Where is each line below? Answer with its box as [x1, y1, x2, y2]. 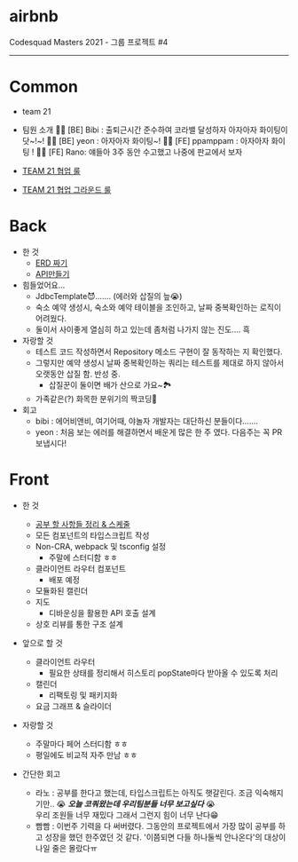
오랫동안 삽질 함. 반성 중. [35, 368, 122, 379]
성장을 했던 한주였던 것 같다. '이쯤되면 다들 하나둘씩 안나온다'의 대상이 [44, 832, 286, 842]
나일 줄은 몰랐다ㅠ [35, 842, 98, 853]
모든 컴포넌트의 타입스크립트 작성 [35, 530, 150, 541]
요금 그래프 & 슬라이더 [35, 700, 113, 711]
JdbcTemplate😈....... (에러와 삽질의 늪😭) [35, 290, 183, 301]
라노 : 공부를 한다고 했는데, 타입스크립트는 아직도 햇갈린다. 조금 [35, 787, 253, 798]
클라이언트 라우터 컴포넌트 [35, 563, 127, 573]
